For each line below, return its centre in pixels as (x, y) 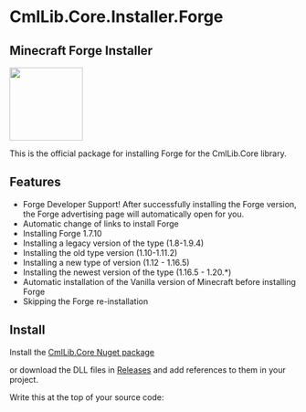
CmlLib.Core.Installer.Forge (116, 17)
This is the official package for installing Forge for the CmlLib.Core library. (148, 153)
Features (35, 182)
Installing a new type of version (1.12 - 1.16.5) (106, 262)
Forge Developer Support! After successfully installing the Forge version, (159, 204)
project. (24, 379)
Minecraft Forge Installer (81, 51)
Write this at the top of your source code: (87, 397)
